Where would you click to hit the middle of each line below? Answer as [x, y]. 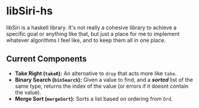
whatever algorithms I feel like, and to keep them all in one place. [86, 40]
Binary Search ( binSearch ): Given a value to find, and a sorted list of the [104, 79]
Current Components [47, 59]
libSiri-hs [30, 11]
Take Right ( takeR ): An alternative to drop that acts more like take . [96, 73]
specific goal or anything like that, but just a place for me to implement [93, 33]
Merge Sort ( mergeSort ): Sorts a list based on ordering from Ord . [94, 98]
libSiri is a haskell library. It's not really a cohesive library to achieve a [91, 27]
